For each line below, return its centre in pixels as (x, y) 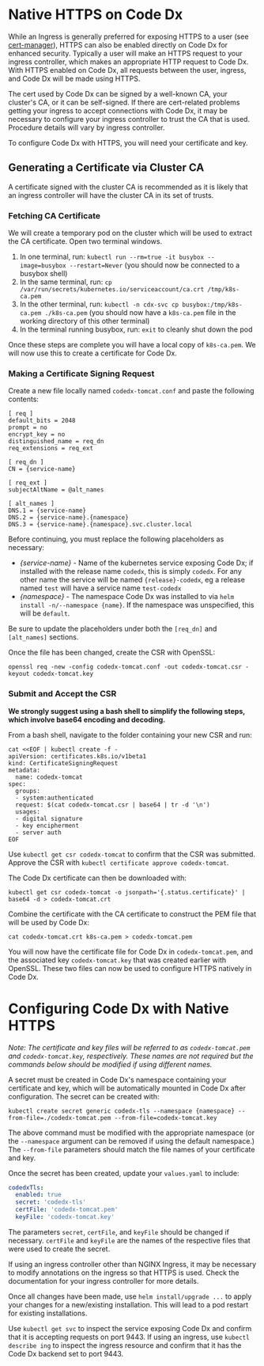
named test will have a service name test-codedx (100, 588)
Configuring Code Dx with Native (119, 1009)
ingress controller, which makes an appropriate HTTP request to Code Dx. (128, 62)
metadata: (25, 770)
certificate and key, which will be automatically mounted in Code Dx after (127, 1088)
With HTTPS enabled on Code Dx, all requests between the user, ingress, (127, 70)
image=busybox (43, 266)
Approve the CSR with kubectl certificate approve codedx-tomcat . (119, 862)
